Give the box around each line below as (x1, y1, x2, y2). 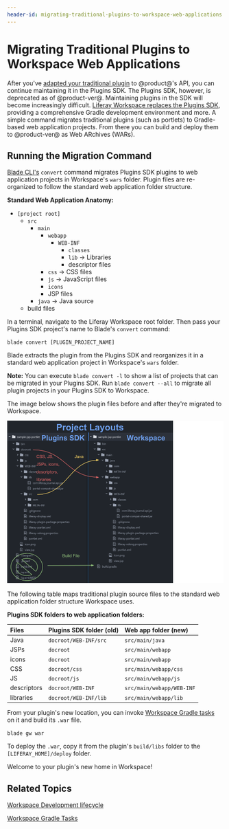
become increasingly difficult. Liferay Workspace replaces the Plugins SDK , (7, 100, 221, 109)
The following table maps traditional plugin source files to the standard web (7, 590, 221, 598)
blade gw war (7, 730, 45, 737)
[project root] (16, 210, 61, 218)
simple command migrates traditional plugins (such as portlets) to (7, 115, 193, 124)
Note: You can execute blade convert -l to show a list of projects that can (7, 372, 218, 380)
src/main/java (124, 637, 165, 644)
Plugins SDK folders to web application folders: (7, 610, 145, 619)
